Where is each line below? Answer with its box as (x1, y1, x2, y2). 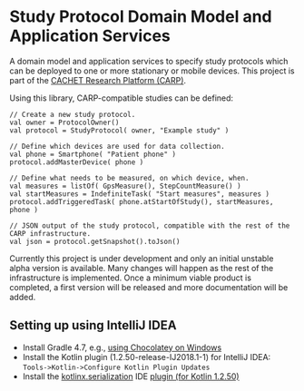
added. (9, 291, 36, 302)
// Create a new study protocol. (9, 110, 136, 119)
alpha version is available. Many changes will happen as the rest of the (9, 262, 274, 273)
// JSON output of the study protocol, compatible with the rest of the (9, 220, 290, 230)
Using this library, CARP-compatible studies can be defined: (9, 93, 234, 103)
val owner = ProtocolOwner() (9, 118, 120, 127)
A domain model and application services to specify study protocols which (9, 55, 289, 66)
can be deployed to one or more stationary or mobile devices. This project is (9, 65, 295, 76)
